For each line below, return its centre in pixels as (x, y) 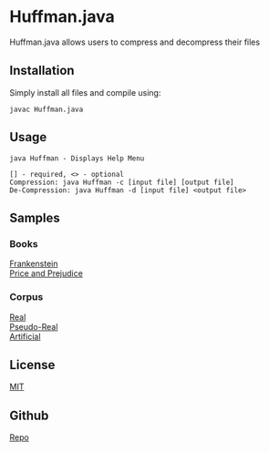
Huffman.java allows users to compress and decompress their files (135, 42)
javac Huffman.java (47, 109)
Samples (35, 217)
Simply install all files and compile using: (85, 92)
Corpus (26, 297)
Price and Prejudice (47, 273)
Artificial (25, 336)
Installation (42, 71)
